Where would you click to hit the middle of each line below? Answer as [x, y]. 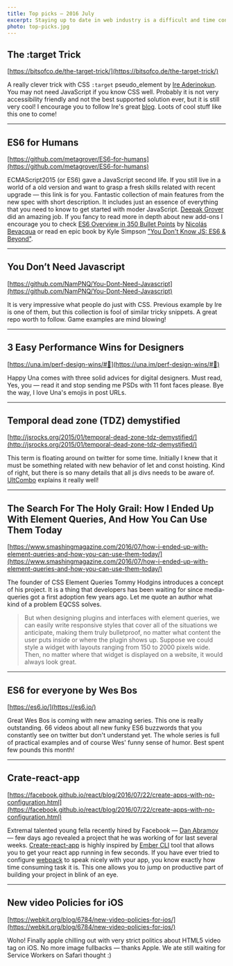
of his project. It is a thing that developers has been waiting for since [105, 590]
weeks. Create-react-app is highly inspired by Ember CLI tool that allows [111, 845]
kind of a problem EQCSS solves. [54, 604]
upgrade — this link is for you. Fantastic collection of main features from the [115, 194]
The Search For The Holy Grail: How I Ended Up [111, 508]
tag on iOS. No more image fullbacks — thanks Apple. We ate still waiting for [116, 947]
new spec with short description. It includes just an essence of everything [113, 202]
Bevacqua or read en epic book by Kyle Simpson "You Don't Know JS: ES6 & [116, 231]
